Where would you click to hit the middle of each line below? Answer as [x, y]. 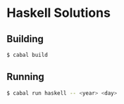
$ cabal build [27, 55]
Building [25, 39]
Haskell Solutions [58, 13]
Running [26, 77]
